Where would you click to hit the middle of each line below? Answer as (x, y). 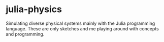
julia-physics (34, 9)
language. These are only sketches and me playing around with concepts (82, 28)
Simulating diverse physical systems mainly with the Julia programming (80, 23)
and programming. (25, 34)
